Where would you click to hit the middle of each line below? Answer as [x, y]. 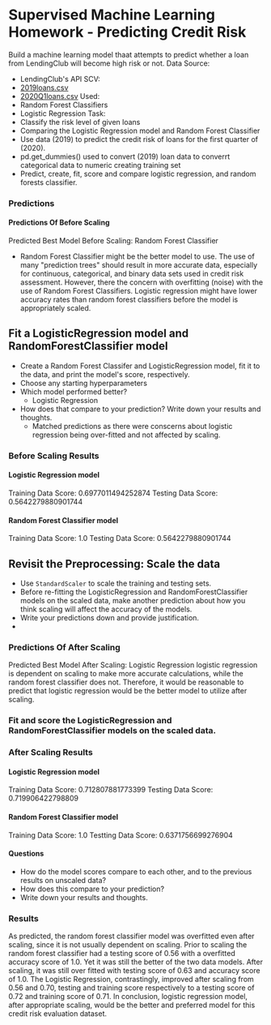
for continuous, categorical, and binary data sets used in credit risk [132, 274]
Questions [26, 854]
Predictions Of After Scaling [65, 647]
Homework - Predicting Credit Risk [127, 32]
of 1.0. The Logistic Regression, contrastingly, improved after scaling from [131, 980]
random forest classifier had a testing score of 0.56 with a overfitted [122, 954]
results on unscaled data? [63, 880]
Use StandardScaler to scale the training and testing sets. [116, 583]
